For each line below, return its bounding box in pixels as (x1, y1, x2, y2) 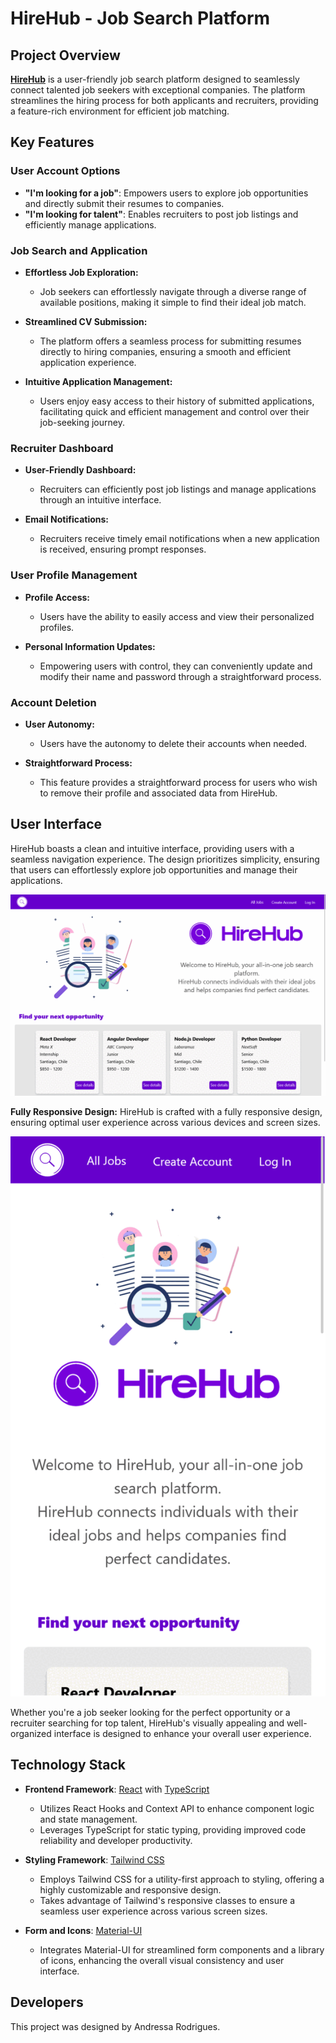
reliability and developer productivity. (39, 1834, 193, 1846)
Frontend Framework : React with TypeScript (24, 1783, 210, 1795)
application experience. (39, 356, 137, 368)
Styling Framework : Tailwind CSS (24, 1853, 165, 1866)
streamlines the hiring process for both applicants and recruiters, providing (10, 95, 319, 106)
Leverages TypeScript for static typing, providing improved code (39, 1823, 307, 1836)
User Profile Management (10, 568, 138, 582)
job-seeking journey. (39, 416, 125, 428)
